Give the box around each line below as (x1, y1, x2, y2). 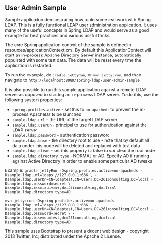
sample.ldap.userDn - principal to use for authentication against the (12, 122, 147, 128)
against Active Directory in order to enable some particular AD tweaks (12, 158, 152, 164)
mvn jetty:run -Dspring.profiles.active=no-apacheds (5, 198, 114, 203)
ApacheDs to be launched (29, 112, 82, 117)
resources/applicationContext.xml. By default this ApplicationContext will (5, 47, 152, 53)
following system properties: (5, 97, 62, 103)
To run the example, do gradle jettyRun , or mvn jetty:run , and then (5, 72, 142, 77)
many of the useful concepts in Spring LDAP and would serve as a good (5, 27, 149, 33)
